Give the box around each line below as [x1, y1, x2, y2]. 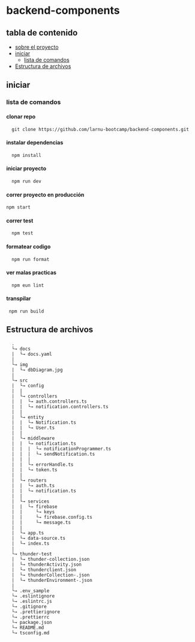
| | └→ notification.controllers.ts [11, 403, 109, 409]
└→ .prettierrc [11, 614, 50, 620]
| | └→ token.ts [11, 466, 58, 472]
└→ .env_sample [11, 587, 50, 594]
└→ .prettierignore [11, 608, 61, 615]
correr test [6, 217, 34, 224]
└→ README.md [11, 625, 44, 631]
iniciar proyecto [6, 165, 47, 172]
